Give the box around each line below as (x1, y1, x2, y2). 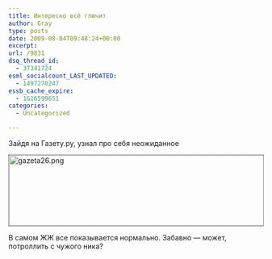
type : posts (8, 27, 48, 35)
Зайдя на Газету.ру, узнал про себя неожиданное (8, 139, 180, 148)
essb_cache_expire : (8, 86, 74, 95)
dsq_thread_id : (8, 57, 60, 65)
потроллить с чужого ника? (8, 241, 103, 251)
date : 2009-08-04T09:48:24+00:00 (8, 34, 121, 43)
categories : (8, 102, 48, 110)
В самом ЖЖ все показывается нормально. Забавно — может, (8, 233, 228, 242)
